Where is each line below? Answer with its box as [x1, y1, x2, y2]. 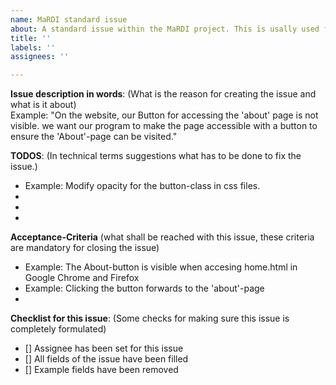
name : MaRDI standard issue [10, 14, 128, 25]
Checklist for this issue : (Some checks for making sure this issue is [10, 312, 290, 325]
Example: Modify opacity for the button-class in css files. [24, 180, 261, 192]
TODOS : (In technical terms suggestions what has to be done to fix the [10, 150, 302, 162]
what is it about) [10, 99, 77, 111]
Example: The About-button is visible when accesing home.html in [24, 261, 298, 273]
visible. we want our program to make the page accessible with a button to [10, 120, 318, 132]
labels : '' [10, 42, 56, 53]
